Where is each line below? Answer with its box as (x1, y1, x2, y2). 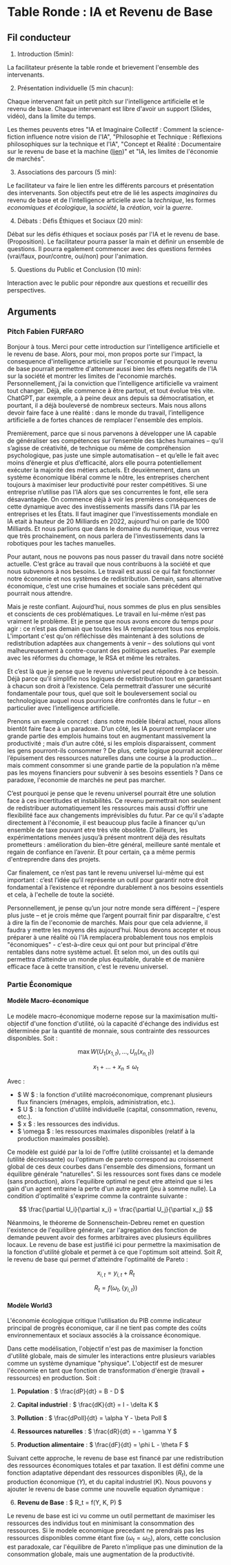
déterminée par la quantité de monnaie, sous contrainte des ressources (7, 1026, 210, 1035)
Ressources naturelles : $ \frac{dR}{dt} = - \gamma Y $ (17, 1427, 177, 1435)
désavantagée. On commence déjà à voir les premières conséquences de (7, 495, 217, 504)
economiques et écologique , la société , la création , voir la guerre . (7, 203, 193, 211)
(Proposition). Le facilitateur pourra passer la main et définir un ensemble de (7, 237, 224, 246)
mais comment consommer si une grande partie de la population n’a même (7, 761, 220, 769)
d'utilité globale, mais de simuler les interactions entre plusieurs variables (7, 1352, 216, 1360)
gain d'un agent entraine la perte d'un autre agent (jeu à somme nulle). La (7, 1184, 217, 1193)
